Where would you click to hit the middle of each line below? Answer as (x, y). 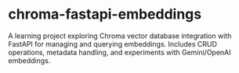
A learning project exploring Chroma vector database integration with (120, 36)
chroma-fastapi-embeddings (105, 14)
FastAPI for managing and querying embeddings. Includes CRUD (113, 43)
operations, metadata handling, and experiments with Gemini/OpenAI (119, 52)
